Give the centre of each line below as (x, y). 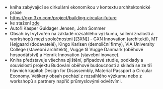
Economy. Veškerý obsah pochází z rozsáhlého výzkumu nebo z (76, 76)
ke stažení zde (25, 23)
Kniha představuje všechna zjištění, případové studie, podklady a (76, 60)
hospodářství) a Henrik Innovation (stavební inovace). (65, 55)
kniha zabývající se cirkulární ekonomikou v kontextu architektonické (80, 7)
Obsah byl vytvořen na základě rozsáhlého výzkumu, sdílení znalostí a (82, 34)
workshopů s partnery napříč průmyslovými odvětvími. (66, 81)
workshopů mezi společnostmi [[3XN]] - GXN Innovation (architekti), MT (84, 39)
